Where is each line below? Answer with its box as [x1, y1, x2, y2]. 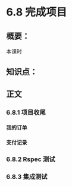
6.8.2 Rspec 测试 [6, 155, 55, 163]
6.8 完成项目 [6, 5, 67, 19]
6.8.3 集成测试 [6, 172, 48, 181]
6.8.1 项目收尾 [6, 108, 46, 116]
